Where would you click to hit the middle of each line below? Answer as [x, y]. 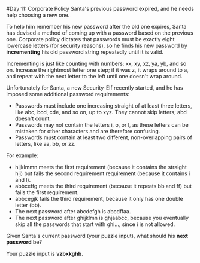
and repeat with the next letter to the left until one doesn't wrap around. [94, 76]
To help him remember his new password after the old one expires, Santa [96, 27]
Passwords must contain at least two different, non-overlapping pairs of [104, 137]
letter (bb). [28, 205]
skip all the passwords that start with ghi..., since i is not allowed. [95, 224]
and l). [23, 180]
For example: [22, 155]
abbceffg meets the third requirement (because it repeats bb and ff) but [103, 186]
